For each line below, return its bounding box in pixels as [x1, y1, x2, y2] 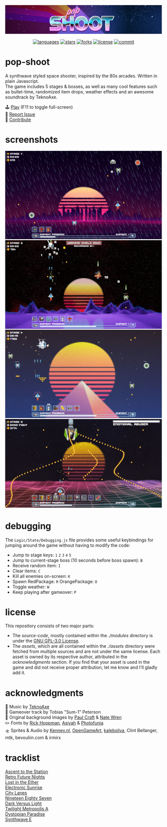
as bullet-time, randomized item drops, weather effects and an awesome [5, 88, 154, 94]
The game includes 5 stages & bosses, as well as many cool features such [5, 83, 158, 89]
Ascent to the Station [5, 769, 48, 775]
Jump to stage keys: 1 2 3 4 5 [12, 552, 72, 558]
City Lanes [5, 790, 27, 796]
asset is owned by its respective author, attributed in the [12, 654, 128, 660]
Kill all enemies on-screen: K [12, 573, 71, 579]
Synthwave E [5, 817, 32, 823]
